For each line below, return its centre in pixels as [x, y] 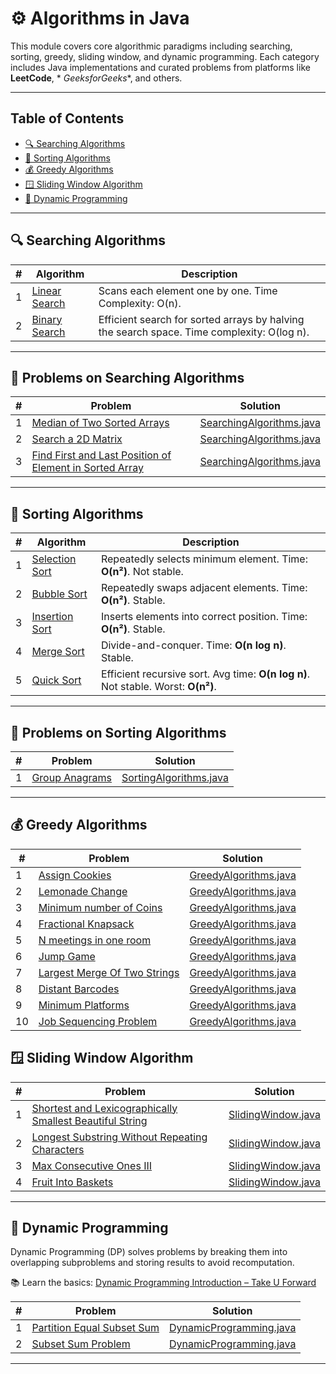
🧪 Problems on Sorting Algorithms [118, 732]
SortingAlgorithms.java [175, 777]
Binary [47, 319]
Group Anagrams [71, 777]
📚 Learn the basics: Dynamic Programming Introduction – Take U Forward [163, 1283]
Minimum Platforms [84, 1005]
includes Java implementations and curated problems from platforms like [160, 67]
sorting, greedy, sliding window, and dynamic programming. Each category [165, 56]
